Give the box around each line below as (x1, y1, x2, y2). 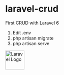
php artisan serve (12, 40, 50, 46)
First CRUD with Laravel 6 (5, 20, 59, 26)
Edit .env (12, 29, 31, 35)
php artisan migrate (12, 35, 54, 41)
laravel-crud (5, 3, 59, 15)
